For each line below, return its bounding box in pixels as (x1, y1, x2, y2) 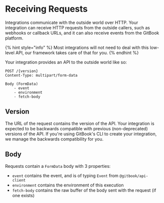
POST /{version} (5, 68, 38, 74)
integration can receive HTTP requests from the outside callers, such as (5, 24, 150, 30)
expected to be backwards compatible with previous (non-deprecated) (5, 125, 148, 131)
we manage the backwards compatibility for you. (5, 136, 104, 142)
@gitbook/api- (119, 173, 148, 179)
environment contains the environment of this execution (12, 182, 124, 188)
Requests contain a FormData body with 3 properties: (5, 163, 111, 169)
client (12, 178, 26, 183)
